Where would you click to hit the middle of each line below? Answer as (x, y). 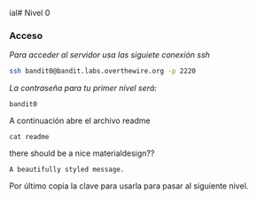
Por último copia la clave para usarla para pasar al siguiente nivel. (129, 186)
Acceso (26, 35)
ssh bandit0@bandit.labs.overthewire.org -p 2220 (103, 71)
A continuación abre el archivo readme (80, 121)
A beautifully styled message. (67, 170)
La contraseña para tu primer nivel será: (83, 88)
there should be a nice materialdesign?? (82, 153)
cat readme (29, 137)
